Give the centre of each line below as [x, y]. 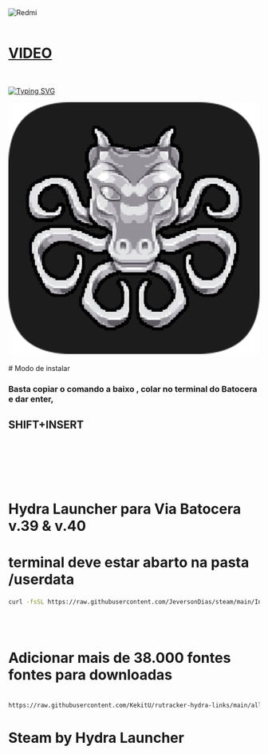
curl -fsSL [26, 602]
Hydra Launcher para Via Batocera [125, 509]
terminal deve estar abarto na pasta [129, 563]
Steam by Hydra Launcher [97, 738]
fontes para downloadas [91, 674]
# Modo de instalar [39, 368]
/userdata [41, 580]
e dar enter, [31, 399]
